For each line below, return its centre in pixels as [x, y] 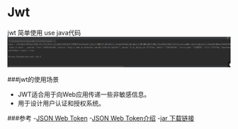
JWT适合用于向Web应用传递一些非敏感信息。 [84, 94]
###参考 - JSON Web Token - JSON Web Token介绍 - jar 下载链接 [101, 118]
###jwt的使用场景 [33, 79]
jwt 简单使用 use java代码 [44, 32]
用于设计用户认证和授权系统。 [61, 103]
